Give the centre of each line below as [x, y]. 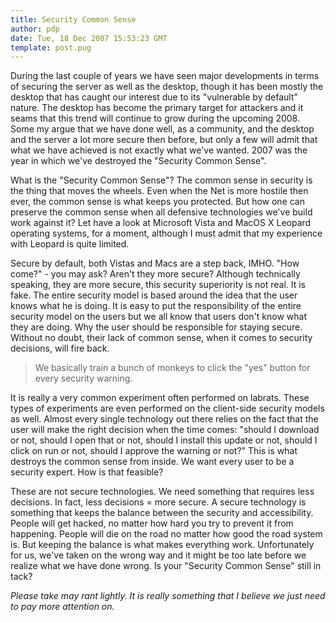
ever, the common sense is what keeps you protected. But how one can [157, 202]
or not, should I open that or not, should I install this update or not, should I [164, 440]
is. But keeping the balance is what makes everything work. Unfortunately [162, 545]
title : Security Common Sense [73, 19]
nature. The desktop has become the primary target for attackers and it [157, 108]
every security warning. [83, 378]
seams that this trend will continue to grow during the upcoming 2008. [155, 118]
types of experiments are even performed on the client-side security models [167, 408]
